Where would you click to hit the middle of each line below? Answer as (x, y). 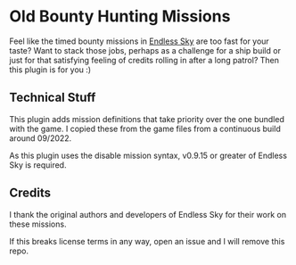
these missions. (38, 224)
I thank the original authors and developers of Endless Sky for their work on (148, 214)
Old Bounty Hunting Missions (120, 17)
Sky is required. (38, 165)
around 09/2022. (41, 138)
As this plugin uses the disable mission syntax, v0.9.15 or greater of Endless (148, 155)
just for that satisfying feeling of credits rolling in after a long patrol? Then (144, 60)
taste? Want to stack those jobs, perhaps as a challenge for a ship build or (145, 50)
